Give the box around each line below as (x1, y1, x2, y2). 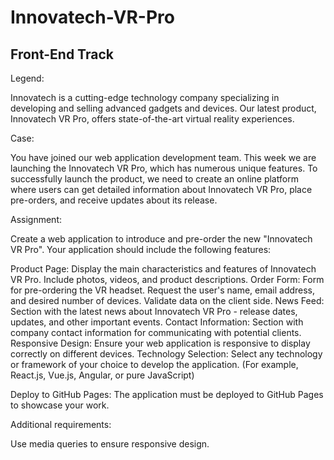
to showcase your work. (10, 399, 110, 411)
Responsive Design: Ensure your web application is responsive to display (10, 337, 311, 349)
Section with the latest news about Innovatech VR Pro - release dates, (10, 306, 298, 317)
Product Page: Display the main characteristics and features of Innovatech (10, 263, 317, 275)
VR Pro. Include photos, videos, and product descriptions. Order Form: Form (10, 274, 325, 285)
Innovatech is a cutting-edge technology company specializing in (10, 92, 280, 103)
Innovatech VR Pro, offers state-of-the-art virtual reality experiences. (10, 113, 295, 125)
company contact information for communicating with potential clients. (10, 327, 302, 338)
